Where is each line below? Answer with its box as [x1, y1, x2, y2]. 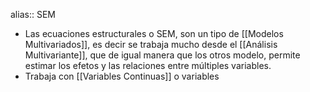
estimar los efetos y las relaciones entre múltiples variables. [24, 60, 272, 71]
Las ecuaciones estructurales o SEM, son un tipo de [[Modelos [24, 28, 284, 39]
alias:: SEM [10, 9, 56, 20]
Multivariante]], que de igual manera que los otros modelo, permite [24, 49, 301, 61]
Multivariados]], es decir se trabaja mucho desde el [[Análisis [24, 39, 278, 50]
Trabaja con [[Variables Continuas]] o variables [24, 70, 220, 82]
